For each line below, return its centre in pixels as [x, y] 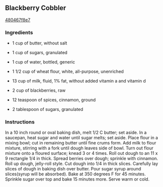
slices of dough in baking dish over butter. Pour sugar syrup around [73, 169]
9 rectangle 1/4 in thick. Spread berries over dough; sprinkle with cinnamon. [81, 159]
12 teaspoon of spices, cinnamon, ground [54, 100]
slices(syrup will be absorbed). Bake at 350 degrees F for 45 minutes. [75, 174]
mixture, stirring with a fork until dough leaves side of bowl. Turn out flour [79, 148]
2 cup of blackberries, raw [39, 90]
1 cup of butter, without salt [40, 43]
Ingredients [19, 32]
